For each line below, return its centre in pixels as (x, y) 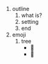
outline (21, 9)
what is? (32, 15)
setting (30, 22)
